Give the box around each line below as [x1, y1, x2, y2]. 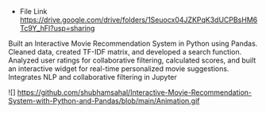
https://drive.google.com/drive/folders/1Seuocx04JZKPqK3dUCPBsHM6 [19, 15, 258, 24]
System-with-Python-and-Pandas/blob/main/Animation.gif [8, 96, 200, 105]
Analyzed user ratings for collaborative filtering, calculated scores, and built [8, 55, 256, 65]
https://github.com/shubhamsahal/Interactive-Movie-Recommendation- [17, 88, 253, 97]
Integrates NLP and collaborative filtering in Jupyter [8, 73, 177, 81]
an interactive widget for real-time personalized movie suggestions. [8, 64, 229, 73]
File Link [19, 7, 48, 16]
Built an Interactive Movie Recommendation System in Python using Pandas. [8, 39, 258, 48]
